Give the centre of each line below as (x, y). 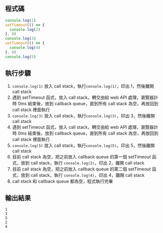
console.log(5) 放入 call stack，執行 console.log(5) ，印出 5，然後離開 (83, 145)
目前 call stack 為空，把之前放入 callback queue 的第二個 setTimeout (81, 169)
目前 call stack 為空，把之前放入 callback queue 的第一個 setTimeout (81, 157)
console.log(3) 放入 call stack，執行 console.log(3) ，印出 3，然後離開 (83, 116)
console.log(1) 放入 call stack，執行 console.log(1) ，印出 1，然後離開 (83, 86)
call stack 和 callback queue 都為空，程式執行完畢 (63, 181)
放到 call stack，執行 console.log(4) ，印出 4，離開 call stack (83, 175)
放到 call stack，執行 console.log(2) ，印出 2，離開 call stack (82, 163)
